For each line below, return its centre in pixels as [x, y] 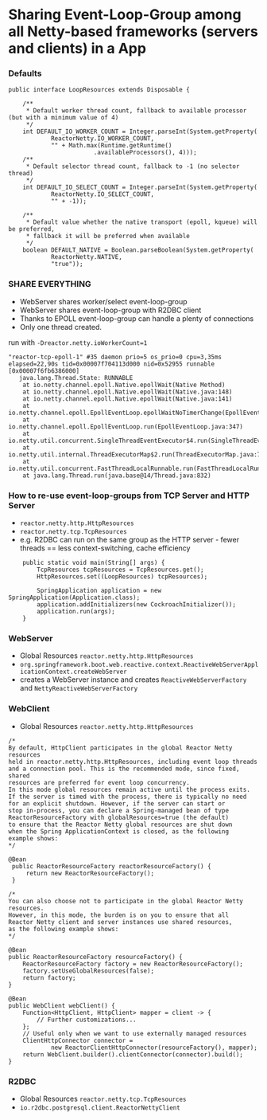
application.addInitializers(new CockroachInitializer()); [137, 605]
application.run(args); [76, 612]
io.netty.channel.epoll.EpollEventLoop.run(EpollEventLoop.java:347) [126, 427]
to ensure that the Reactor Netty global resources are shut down [120, 824]
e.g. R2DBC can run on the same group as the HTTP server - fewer [130, 540]
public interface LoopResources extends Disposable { [99, 90]
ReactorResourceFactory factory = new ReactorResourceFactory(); [133, 964]
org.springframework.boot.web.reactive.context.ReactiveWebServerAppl [139, 665]
